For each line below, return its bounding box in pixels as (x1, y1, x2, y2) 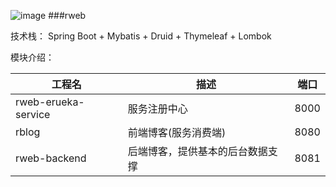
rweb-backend (15, 151, 87, 165)
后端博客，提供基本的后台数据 (127, 145, 268, 158)
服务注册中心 (127, 102, 188, 115)
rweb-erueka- (15, 95, 85, 109)
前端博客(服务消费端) (127, 126, 227, 139)
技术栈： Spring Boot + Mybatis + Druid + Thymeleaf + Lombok (10, 30, 272, 42)
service (15, 108, 51, 121)
